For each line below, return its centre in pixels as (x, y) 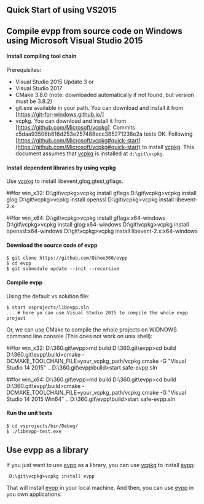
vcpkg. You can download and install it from (71, 121)
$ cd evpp (19, 263)
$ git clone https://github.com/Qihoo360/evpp (67, 258)
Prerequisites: (24, 69)
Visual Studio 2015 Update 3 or (54, 82)
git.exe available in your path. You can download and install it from (99, 107)
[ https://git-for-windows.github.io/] (60, 114)
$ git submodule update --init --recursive (63, 269)
